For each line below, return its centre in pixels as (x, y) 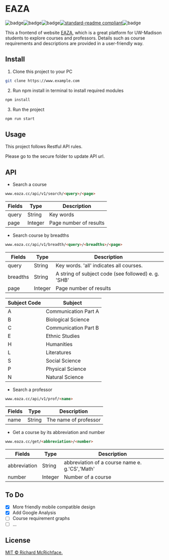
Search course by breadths (41, 235)
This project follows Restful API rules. (44, 147)
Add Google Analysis (34, 513)
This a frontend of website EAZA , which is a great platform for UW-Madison (83, 32)
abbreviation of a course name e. (103, 462)
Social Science (63, 361)
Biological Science (68, 319)
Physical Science (66, 369)
